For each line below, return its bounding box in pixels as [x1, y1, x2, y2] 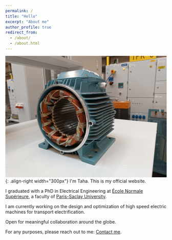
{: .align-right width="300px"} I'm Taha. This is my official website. [5, 178, 146, 184]
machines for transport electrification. [5, 209, 85, 215]
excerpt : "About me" [5, 19, 50, 24]
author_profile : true [5, 25, 52, 30]
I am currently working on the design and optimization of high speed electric [5, 203, 166, 209]
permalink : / [5, 8, 33, 13]
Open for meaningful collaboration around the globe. [5, 218, 116, 225]
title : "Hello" [5, 13, 38, 19]
